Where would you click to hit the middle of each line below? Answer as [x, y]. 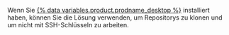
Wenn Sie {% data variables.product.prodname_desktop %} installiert [109, 10]
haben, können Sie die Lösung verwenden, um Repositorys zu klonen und [115, 17]
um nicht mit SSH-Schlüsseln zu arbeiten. [68, 25]
